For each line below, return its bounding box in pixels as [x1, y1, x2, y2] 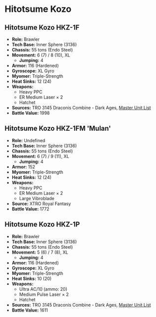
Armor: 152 [11, 163, 36, 169]
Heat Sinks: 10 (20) [11, 275, 52, 281]
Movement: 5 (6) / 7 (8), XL [11, 249, 69, 255]
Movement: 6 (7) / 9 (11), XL [11, 153, 70, 159]
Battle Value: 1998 [11, 110, 50, 116]
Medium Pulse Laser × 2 [19, 291, 69, 297]
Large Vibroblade [19, 195, 55, 201]
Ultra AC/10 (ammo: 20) [19, 286, 68, 292]
